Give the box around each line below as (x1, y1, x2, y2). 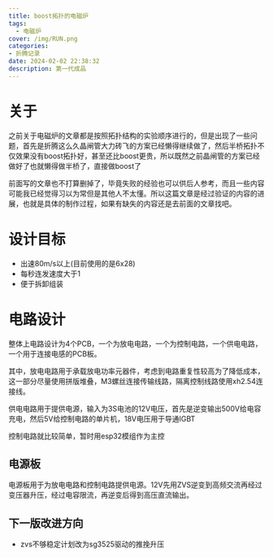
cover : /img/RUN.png (8, 34, 79, 43)
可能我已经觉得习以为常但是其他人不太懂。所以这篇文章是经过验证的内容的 (8, 188, 258, 198)
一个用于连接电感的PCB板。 (8, 348, 102, 358)
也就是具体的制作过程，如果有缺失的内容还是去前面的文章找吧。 (22, 198, 236, 208)
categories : (8, 42, 49, 50)
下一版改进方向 (8, 516, 84, 530)
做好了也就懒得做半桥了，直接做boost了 (8, 161, 142, 171)
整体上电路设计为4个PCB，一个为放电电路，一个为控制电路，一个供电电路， (8, 339, 262, 348)
